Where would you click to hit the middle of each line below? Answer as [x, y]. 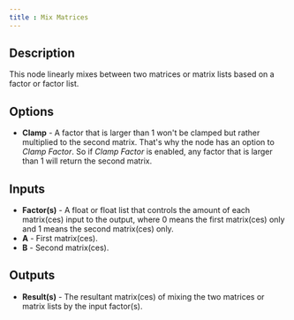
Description [42, 53]
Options [32, 111]
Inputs [27, 189]
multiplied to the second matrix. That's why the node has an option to [148, 142]
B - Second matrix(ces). [65, 248]
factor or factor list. [44, 84]
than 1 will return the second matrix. [87, 161]
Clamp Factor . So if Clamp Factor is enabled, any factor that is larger [147, 152]
